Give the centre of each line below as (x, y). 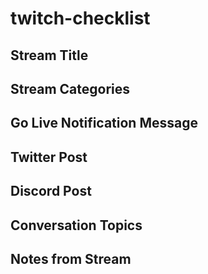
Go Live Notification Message (104, 123)
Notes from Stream (71, 258)
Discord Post (51, 191)
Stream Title (49, 55)
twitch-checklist (80, 18)
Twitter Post (49, 157)
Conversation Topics (76, 225)
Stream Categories (70, 88)
